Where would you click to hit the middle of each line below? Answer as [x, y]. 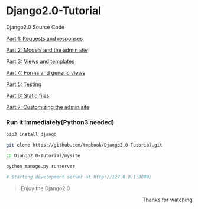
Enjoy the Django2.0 [45, 188]
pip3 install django [32, 135]
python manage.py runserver [41, 166]
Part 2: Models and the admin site [47, 50]
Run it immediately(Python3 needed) [60, 122]
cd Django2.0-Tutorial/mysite [43, 155]
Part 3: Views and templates [40, 61]
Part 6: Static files [28, 95]
